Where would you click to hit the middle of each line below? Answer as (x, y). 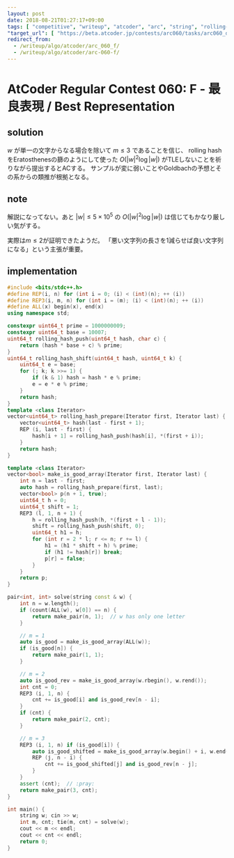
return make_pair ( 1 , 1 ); (68, 655)
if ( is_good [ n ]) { (46, 648)
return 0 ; (34, 841)
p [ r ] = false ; (65, 559)
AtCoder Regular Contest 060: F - (106, 89)
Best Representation (115, 107)
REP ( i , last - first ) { (56, 430)
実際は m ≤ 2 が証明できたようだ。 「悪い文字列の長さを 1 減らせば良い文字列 (116, 240)
